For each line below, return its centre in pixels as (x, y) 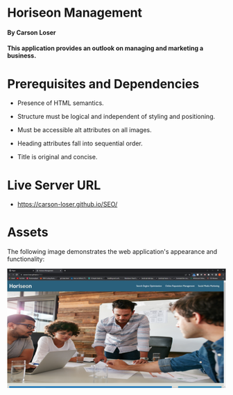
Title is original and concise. (57, 157)
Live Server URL (54, 185)
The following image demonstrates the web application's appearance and (112, 252)
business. (22, 56)
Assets (28, 233)
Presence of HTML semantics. (60, 103)
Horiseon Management (75, 13)
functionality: (26, 259)
